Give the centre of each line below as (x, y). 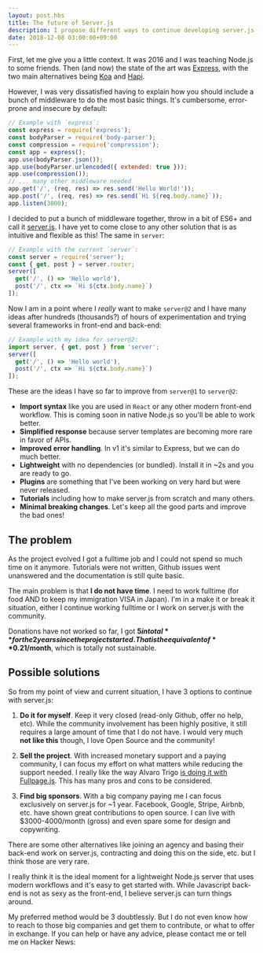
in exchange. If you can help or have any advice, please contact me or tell (128, 933)
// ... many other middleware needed (70, 182)
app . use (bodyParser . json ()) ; (56, 159)
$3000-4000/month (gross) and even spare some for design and (125, 821)
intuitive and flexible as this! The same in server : (86, 235)
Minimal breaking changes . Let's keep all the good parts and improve (133, 507)
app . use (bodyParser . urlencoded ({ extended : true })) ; (98, 167)
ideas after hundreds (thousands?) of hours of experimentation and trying (127, 316)
